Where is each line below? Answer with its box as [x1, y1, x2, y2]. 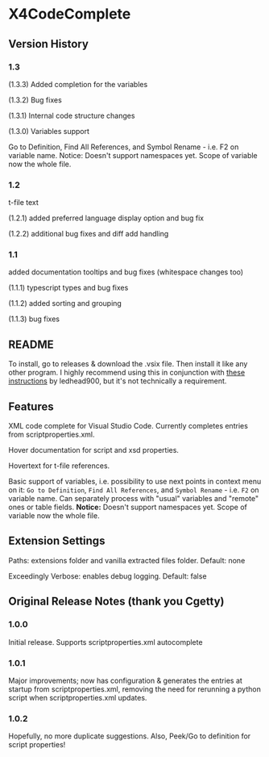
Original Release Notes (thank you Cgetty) [8, 595, 225, 609]
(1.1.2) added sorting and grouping [8, 299, 122, 308]
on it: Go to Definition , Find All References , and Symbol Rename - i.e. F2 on [8, 485, 259, 495]
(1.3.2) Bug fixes [8, 94, 62, 105]
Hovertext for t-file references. [8, 461, 110, 471]
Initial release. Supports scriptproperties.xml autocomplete [8, 637, 203, 646]
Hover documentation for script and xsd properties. [8, 445, 180, 455]
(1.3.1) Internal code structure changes [8, 111, 135, 120]
